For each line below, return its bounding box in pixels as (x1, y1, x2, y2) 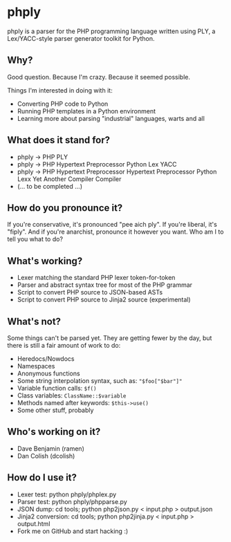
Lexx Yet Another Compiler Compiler (17, 174, 122, 183)
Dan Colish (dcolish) (17, 451, 75, 460)
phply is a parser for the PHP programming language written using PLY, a (7, 27, 216, 35)
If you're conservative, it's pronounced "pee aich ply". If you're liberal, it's (7, 221, 218, 229)
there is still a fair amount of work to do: (7, 342, 121, 349)
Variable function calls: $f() (17, 384, 97, 392)
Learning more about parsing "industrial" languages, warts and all (17, 114, 205, 122)
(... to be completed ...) (17, 182, 83, 190)
